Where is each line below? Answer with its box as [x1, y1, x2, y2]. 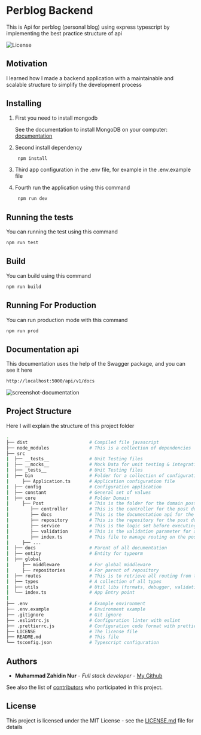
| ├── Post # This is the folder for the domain [6, 500, 184, 506]
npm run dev [17, 196, 48, 202]
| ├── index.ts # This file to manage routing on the [6, 534, 186, 540]
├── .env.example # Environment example [6, 606, 146, 612]
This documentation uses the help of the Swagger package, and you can [6, 360, 185, 367]
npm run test [6, 240, 39, 246]
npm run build [6, 284, 42, 290]
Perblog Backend [6, 4, 93, 17]
